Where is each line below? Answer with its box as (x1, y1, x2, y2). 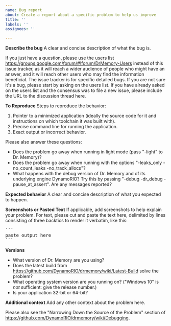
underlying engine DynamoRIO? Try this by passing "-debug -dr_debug (12, 176, 163, 182)
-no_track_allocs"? (46, 165, 86, 171)
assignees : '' (5, 27, 36, 32)
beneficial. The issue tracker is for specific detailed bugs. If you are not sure (5, 77, 166, 83)
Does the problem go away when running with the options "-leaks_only (12, 159, 162, 166)
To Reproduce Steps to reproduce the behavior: (5, 103, 106, 109)
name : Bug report (5, 7, 42, 13)
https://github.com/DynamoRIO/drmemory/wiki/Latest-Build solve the (12, 268, 159, 274)
